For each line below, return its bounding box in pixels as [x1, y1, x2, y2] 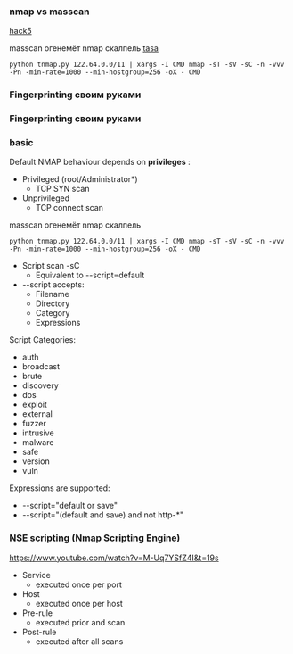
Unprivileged [21, 193, 69, 203]
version [21, 456, 51, 467]
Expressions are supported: [9, 483, 110, 493]
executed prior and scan [35, 617, 126, 627]
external [21, 409, 53, 419]
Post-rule [21, 626, 57, 637]
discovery [21, 380, 60, 391]
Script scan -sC [21, 261, 80, 271]
